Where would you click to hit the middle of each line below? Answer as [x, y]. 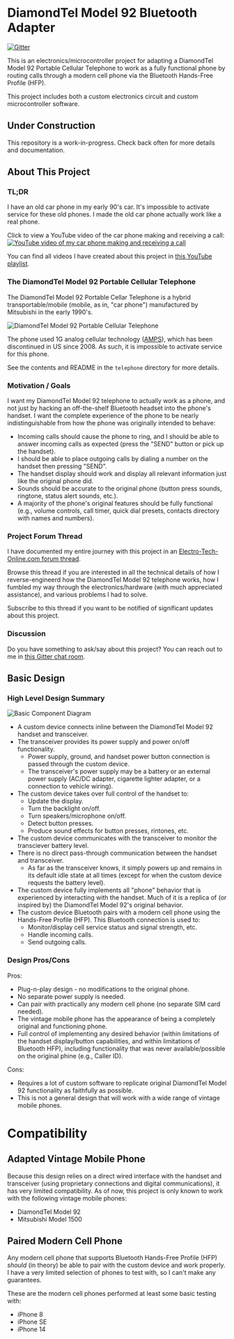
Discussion [27, 634]
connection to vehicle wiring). [70, 786]
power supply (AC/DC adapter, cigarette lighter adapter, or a [114, 779]
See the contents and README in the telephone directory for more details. [113, 367]
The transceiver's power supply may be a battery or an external [119, 771]
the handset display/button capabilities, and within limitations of [109, 1041]
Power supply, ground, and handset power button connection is [119, 756]
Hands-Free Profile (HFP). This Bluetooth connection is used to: [109, 920]
